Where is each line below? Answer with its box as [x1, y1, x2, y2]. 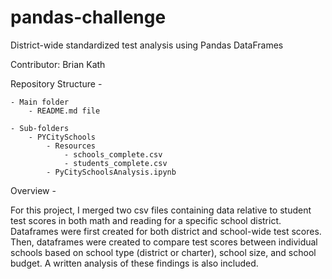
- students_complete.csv [63, 158, 168, 168]
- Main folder [10, 97, 70, 107]
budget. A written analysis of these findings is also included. [10, 257, 259, 269]
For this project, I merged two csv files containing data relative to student [10, 204, 312, 216]
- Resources [46, 141, 97, 151]
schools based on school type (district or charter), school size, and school [10, 246, 317, 258]
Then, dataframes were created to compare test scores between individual [10, 236, 318, 248]
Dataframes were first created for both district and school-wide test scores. [10, 225, 322, 237]
